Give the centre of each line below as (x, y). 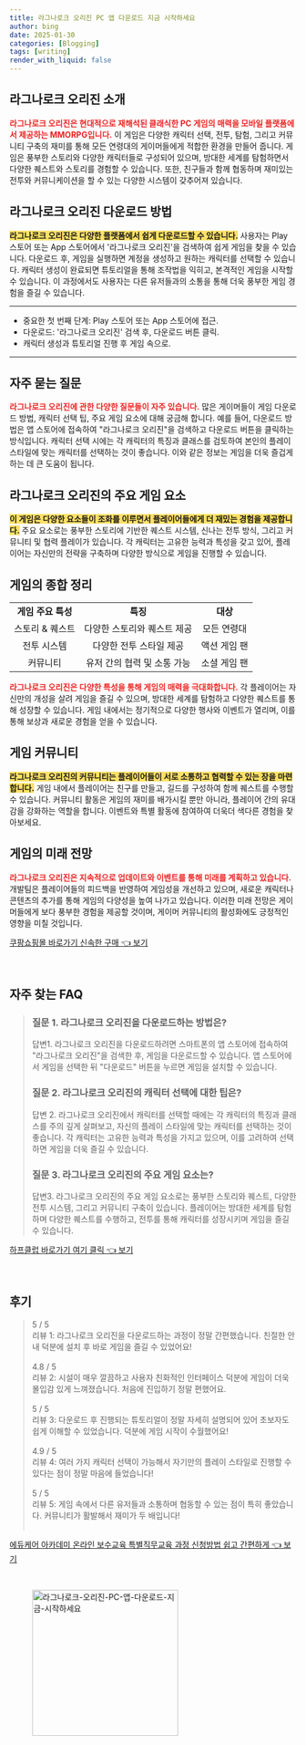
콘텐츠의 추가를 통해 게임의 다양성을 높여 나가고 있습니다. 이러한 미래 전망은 (143, 900)
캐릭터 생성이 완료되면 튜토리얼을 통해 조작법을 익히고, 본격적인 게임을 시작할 (158, 269)
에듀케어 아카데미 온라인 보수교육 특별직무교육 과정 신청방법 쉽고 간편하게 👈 (146, 1544)
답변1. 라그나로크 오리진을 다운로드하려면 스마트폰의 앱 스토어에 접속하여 (160, 1044)
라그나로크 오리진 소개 (67, 100)
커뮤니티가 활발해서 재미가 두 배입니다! (112, 1515)
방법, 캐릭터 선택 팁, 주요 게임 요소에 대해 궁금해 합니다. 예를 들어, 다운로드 (151, 418)
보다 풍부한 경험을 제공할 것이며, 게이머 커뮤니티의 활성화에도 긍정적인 (165, 911)
